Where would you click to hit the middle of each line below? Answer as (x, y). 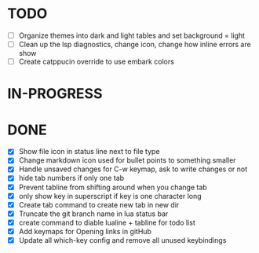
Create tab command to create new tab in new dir (99, 204)
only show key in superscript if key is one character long (110, 196)
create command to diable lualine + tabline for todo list (107, 222)
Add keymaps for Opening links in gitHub (85, 231)
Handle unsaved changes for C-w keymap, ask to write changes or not (133, 169)
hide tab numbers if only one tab (71, 178)
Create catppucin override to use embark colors (96, 62)
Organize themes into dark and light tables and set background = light (131, 35)
